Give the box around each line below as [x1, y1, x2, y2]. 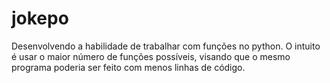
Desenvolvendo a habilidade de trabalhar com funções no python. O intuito [11, 40, 321, 52]
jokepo [11, 7, 69, 30]
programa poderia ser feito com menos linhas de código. [11, 61, 246, 73]
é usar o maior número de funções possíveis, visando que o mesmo [11, 50, 291, 62]
